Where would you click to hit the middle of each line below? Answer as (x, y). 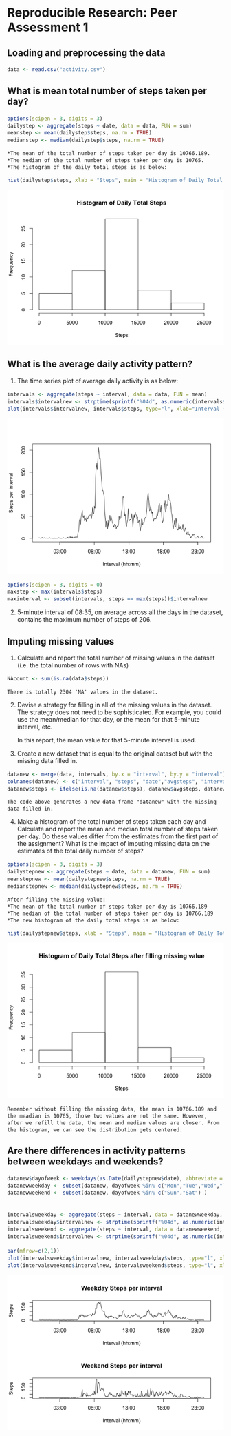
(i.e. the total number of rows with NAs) (73, 665)
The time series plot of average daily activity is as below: (98, 381)
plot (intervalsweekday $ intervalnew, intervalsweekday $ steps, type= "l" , (112, 1258)
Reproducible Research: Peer (92, 13)
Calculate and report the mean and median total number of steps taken (118, 829)
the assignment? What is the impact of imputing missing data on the (113, 844)
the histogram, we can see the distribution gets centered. (95, 1130)
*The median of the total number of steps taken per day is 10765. (106, 161)
